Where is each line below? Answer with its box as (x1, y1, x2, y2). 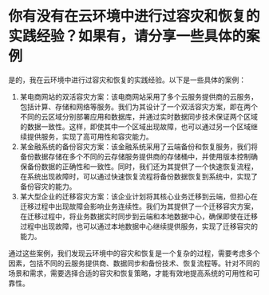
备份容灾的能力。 (19, 181, 77, 191)
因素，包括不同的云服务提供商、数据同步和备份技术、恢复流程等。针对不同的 (8, 258, 260, 268)
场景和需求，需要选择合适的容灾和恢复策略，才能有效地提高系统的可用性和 (8, 268, 253, 277)
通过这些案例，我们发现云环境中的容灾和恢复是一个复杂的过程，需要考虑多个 (8, 248, 260, 258)
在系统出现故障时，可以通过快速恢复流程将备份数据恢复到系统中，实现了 (19, 171, 258, 181)
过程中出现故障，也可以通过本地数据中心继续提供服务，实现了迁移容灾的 (19, 221, 258, 231)
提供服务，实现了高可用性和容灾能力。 (26, 132, 153, 141)
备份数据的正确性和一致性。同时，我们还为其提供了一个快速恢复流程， (26, 161, 258, 171)
